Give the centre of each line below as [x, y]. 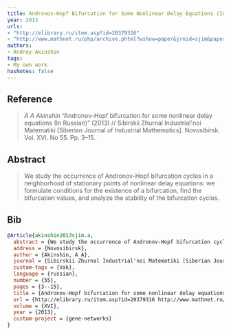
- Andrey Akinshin [33, 52]
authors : [20, 45]
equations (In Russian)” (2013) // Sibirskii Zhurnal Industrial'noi [112, 123]
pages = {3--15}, [38, 287]
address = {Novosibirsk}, [51, 248]
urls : [15, 26]
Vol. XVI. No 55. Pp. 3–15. [60, 138]
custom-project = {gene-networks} [63, 319]
